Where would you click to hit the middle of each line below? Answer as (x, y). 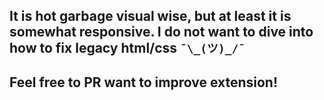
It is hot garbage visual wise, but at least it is (150, 16)
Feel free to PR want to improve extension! (144, 82)
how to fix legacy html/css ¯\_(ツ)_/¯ (127, 48)
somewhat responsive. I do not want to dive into (161, 32)
